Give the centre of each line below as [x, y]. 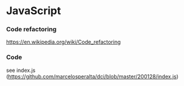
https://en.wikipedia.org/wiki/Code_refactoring [63, 42]
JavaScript [34, 11]
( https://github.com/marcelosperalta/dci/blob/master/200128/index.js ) [92, 76]
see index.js [21, 70]
